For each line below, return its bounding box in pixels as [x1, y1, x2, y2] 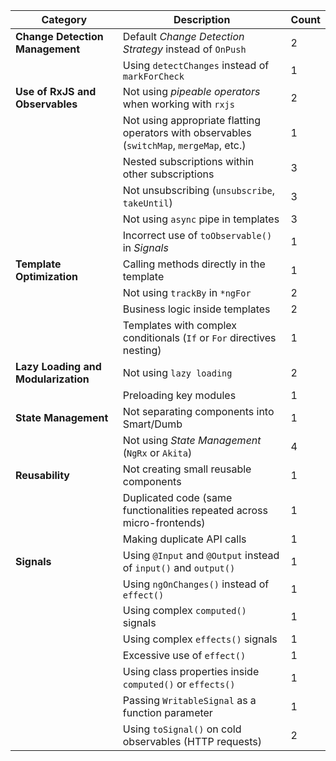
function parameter [122, 706, 213, 719]
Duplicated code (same [122, 491, 233, 504]
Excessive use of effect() [122, 649, 247, 662]
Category [41, 13, 88, 26]
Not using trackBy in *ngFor [122, 286, 252, 299]
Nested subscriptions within [122, 155, 255, 168]
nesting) [122, 344, 162, 357]
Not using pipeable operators [122, 85, 261, 98]
